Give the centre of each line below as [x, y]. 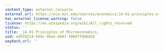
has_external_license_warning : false [43, 18]
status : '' [16, 28]
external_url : [20, 14]
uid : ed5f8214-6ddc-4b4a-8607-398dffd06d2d [50, 37]
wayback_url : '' [21, 41]
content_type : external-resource [39, 9]
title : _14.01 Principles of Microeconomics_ [52, 32]
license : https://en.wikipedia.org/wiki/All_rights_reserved [69, 23]
